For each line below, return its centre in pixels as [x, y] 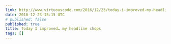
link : [11, 10]
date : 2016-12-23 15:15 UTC [35, 15]
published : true [22, 24]
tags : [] [15, 33]
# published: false [26, 19]
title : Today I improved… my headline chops [53, 29]
